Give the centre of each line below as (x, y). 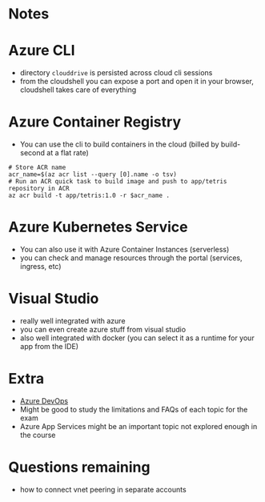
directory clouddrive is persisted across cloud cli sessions (116, 73)
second (32, 153)
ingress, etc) (40, 266)
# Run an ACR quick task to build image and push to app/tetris (118, 182)
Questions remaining (79, 467)
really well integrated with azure (72, 320)
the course (38, 435)
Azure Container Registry (95, 122)
